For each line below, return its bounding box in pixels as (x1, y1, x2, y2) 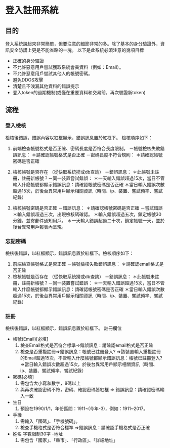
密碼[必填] (12, 374, 34, 380)
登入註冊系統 (5, 5, 59, 16)
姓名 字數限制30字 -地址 (12, 431, 63, 437)
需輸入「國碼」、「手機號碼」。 (20, 418, 80, 424)
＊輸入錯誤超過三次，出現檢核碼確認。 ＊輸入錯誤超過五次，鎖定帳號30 (12, 211, 162, 217)
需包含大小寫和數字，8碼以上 (20, 380, 81, 386)
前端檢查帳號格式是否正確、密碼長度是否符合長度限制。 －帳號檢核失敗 (12, 145, 160, 151)
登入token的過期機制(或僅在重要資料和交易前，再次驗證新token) (12, 90, 146, 95)
